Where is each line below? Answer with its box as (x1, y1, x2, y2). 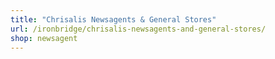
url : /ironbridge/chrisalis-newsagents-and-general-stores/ (10, 24, 267, 34)
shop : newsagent (10, 33, 78, 43)
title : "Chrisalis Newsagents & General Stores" (10, 14, 217, 25)
